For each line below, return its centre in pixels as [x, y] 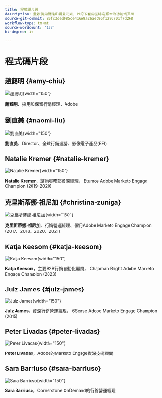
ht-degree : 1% [19, 32]
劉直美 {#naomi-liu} [35, 121]
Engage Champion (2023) [31, 274]
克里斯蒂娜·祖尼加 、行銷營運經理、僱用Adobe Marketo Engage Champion [78, 225]
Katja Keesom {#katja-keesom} [54, 247]
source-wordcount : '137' [30, 28]
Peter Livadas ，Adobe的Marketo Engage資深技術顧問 [59, 353]
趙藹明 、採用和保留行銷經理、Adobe [41, 104]
